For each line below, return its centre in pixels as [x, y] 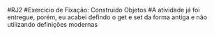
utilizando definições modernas [53, 24]
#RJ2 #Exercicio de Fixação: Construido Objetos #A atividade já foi [104, 10]
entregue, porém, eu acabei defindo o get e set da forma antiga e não [107, 17]
